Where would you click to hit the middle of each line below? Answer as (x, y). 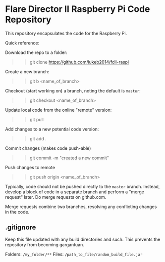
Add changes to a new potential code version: (52, 129)
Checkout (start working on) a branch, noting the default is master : (73, 90)
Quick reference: (22, 43)
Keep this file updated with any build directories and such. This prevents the (83, 239)
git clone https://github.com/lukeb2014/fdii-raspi (79, 62)
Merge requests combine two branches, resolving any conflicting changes (81, 207)
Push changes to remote (30, 167)
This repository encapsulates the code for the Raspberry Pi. (66, 33)
